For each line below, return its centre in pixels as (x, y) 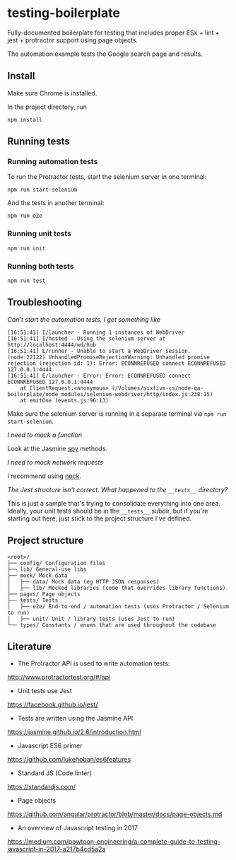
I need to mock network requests (55, 462)
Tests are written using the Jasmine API (75, 719)
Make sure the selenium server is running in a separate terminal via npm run (117, 413)
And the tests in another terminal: (56, 203)
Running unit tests (40, 233)
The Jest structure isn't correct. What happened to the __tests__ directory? (118, 489)
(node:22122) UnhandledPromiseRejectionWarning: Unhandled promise (109, 357)
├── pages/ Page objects (44, 594)
